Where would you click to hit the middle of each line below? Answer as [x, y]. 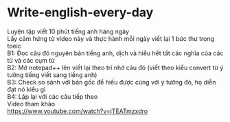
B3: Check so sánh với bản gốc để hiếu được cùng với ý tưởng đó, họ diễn [112, 82]
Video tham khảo [31, 104]
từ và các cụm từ [31, 60]
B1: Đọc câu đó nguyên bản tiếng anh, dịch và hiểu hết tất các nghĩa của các [115, 53]
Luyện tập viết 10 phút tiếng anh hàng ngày [68, 31]
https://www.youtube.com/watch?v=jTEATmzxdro [78, 111]
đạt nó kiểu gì [26, 89]
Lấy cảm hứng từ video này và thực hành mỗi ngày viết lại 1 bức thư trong [111, 38]
